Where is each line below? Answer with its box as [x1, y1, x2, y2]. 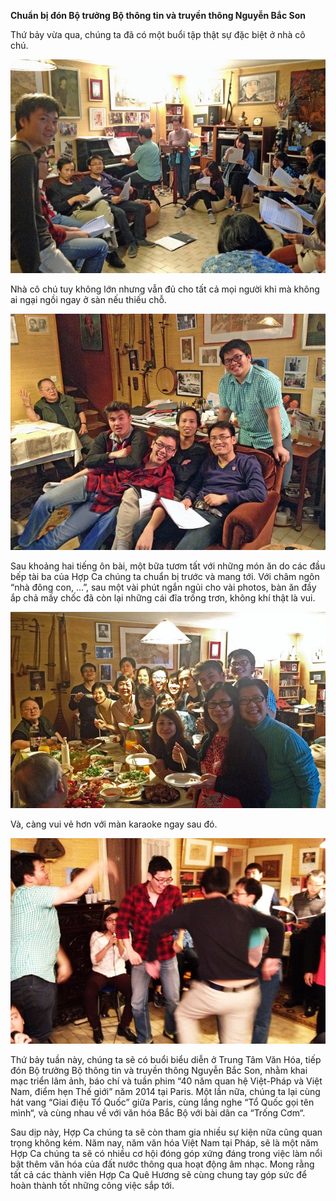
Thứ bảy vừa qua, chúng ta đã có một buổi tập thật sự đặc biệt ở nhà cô [10, 29, 306, 40]
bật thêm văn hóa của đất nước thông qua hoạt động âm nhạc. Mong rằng [10, 1158, 315, 1170]
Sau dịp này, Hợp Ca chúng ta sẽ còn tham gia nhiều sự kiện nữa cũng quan [10, 1126, 323, 1139]
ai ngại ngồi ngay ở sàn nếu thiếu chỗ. [10, 293, 167, 305]
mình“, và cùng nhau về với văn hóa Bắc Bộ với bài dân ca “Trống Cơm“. [10, 1107, 306, 1119]
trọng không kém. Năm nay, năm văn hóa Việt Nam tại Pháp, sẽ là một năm [10, 1137, 319, 1149]
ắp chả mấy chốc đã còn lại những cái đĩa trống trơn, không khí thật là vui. [10, 591, 316, 604]
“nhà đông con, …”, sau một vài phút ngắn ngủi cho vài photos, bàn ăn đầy [10, 581, 317, 593]
